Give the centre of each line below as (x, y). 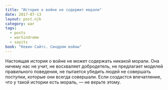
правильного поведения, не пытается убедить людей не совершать (78, 71)
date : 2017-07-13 (23, 14)
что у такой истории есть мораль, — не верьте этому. (63, 82)
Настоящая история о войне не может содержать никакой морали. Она (82, 61)
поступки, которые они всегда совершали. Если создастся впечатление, (83, 77)
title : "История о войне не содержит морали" (53, 10)
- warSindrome (24, 38)
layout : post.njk (23, 19)
